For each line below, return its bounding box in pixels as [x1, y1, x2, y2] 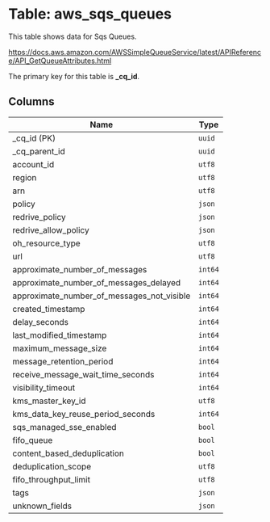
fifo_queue [12, 434, 53, 445]
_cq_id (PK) [12, 133, 56, 144]
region [12, 171, 37, 183]
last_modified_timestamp [12, 329, 107, 340]
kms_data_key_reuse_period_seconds [12, 408, 156, 419]
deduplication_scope [12, 461, 91, 472]
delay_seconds [12, 316, 69, 327]
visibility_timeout [12, 381, 75, 393]
